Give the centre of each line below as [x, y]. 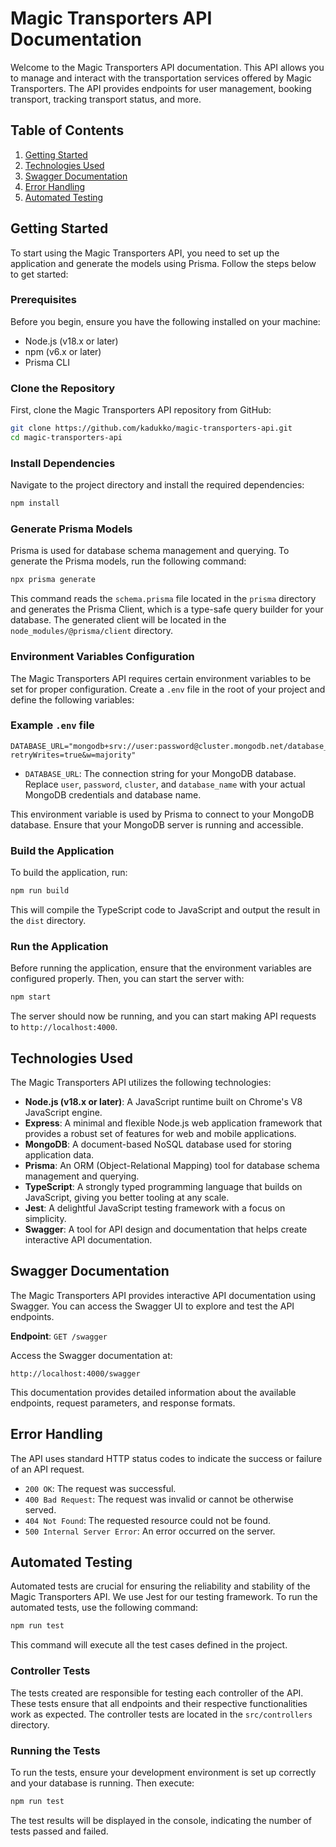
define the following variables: [72, 699]
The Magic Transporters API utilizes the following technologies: [141, 1082]
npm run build [40, 891]
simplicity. [45, 1218]
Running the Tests [55, 1750]
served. [40, 1509]
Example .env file [52, 725]
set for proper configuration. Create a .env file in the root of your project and [168, 689]
